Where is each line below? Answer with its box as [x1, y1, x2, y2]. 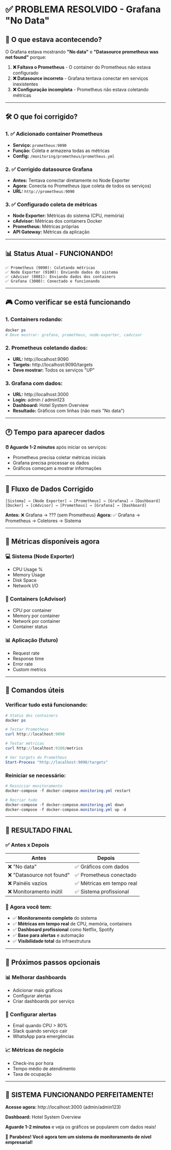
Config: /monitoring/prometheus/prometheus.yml [12, 153, 115, 159]
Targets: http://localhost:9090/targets [12, 361, 93, 367]
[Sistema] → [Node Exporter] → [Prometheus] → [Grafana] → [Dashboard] [5, 498, 160, 504]
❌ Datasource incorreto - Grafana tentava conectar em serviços [12, 75, 149, 81]
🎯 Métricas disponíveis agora [5, 537, 100, 546]
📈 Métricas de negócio [5, 1047, 64, 1054]
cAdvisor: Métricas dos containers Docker [12, 218, 103, 224]
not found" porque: [5, 54, 47, 60]
